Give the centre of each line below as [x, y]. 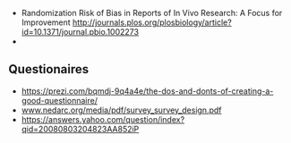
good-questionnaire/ [59, 100]
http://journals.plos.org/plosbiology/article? [152, 22]
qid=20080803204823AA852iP [80, 129]
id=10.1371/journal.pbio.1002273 [80, 32]
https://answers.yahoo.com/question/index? [103, 119]
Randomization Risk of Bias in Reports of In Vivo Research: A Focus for [152, 13]
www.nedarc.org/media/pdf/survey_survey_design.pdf [121, 110]
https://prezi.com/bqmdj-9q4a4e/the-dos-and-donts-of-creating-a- [147, 91]
